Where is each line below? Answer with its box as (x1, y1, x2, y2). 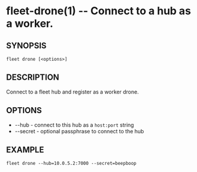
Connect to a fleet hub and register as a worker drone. (6, 88, 139, 95)
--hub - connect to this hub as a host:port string (14, 121, 135, 129)
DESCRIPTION (6, 73, 59, 83)
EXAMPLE (6, 145, 45, 155)
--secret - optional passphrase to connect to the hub (14, 127, 144, 135)
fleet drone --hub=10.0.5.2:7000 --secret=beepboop (6, 161, 136, 167)
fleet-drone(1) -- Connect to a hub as (6, 4, 191, 18)
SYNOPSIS (6, 40, 47, 51)
